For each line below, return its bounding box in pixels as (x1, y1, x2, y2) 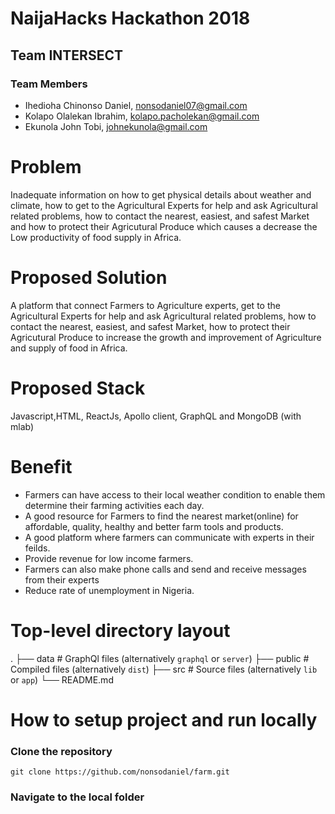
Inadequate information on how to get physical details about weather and (10, 188, 312, 201)
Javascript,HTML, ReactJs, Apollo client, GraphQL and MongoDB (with (10, 410, 302, 422)
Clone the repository (10, 744, 113, 758)
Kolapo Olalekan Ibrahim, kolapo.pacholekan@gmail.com (24, 110, 260, 122)
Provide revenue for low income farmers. (24, 552, 194, 564)
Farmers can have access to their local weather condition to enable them (24, 488, 326, 501)
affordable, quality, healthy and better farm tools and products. (24, 520, 284, 532)
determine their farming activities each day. (24, 499, 205, 511)
